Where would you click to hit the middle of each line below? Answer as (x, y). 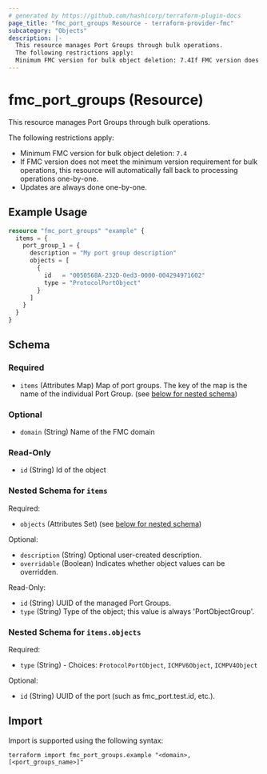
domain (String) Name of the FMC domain (88, 431)
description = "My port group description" (103, 253)
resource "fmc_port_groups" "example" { (77, 231)
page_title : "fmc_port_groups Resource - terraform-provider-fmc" (121, 23)
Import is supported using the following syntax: (86, 740)
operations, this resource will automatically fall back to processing (129, 170)
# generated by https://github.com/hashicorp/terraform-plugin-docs (125, 16)
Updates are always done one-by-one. (84, 187)
